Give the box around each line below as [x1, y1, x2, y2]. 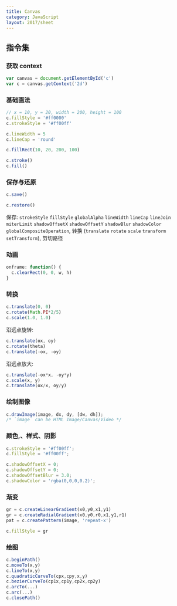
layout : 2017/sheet [6, 19, 54, 25]
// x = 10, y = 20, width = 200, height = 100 [6, 110, 122, 116]
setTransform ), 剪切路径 [6, 235, 63, 242]
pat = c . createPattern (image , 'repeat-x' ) [6, 517, 111, 523]
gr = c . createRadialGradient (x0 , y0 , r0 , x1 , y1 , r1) [6, 512, 127, 518]
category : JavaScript [6, 14, 59, 20]
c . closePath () [6, 595, 41, 601]
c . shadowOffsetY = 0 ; [6, 467, 59, 473]
